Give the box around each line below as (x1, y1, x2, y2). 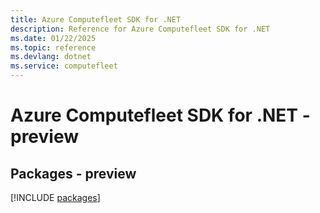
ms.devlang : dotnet (10, 52, 92, 62)
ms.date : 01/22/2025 (10, 33, 97, 43)
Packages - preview (10, 165, 137, 182)
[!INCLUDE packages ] (10, 192, 101, 203)
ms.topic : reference (10, 42, 97, 53)
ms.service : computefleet (10, 61, 118, 71)
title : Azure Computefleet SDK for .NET (10, 14, 182, 25)
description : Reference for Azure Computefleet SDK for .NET (10, 24, 271, 34)
